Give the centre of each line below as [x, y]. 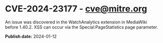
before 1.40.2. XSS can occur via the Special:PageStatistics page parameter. [81, 27]
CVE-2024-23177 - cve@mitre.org [76, 9]
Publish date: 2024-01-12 [31, 36]
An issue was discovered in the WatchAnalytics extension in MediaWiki [76, 22]
